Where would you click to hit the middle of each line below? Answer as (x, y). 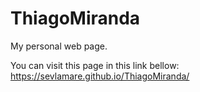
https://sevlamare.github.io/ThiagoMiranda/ (100, 76)
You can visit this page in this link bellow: (95, 65)
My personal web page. (59, 46)
